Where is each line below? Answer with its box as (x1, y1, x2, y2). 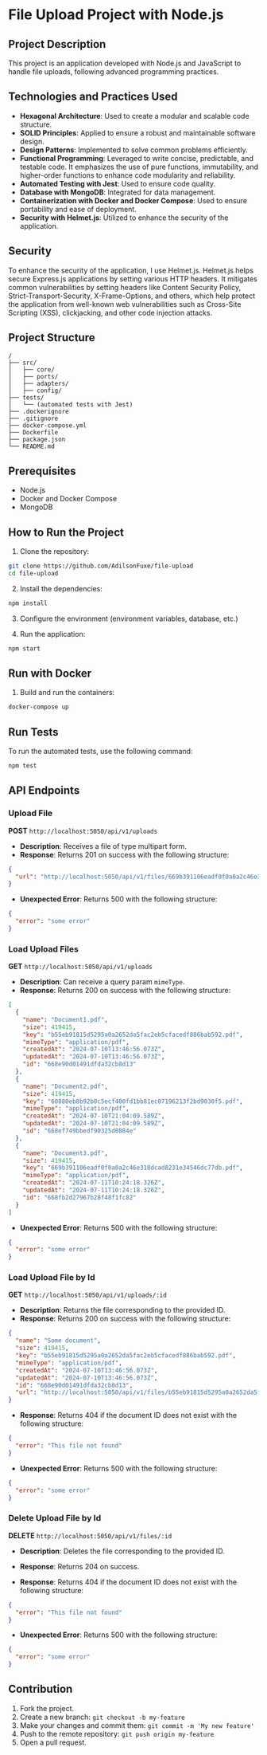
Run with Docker (8, 666, 92, 680)
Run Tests (8, 725, 59, 739)
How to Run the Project (8, 525, 125, 539)
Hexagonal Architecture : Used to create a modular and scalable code (19, 111, 250, 120)
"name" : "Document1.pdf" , (22, 1015, 109, 1023)
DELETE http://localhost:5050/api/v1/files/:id (8, 1530, 172, 1540)
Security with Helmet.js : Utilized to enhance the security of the (19, 213, 229, 222)
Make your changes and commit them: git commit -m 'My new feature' (19, 1720, 255, 1730)
